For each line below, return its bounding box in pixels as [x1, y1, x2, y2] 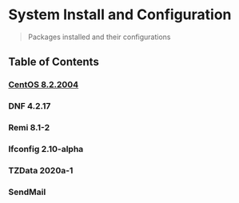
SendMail [8, 186, 46, 197]
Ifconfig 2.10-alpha [8, 144, 84, 155]
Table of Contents [8, 55, 100, 69]
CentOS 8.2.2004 [8, 79, 79, 90]
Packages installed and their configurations [27, 32, 171, 42]
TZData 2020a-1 [8, 165, 74, 176]
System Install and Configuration [8, 6, 232, 24]
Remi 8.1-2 [8, 122, 50, 133]
